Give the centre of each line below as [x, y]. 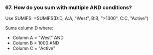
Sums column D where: [29, 28]
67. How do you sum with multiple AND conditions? [68, 7]
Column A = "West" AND [38, 38]
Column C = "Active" [34, 48]
